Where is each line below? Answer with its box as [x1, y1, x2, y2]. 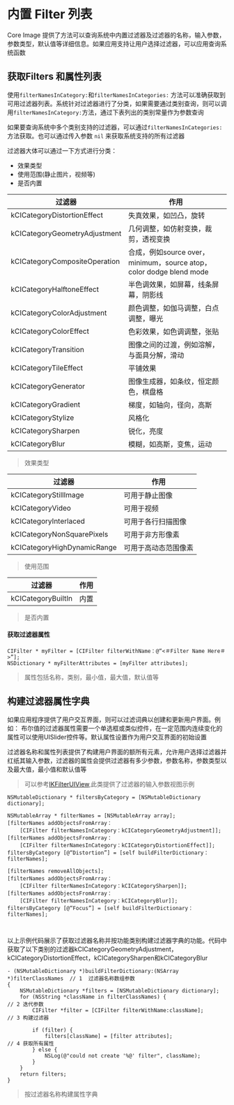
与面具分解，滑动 [128, 350, 185, 360]
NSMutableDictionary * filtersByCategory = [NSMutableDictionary [7, 793, 201, 800]
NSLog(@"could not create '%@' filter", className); [44, 1052, 201, 1059]
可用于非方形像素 [123, 529, 180, 539]
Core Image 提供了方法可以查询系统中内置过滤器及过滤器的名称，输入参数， [7, 31, 226, 39]
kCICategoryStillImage [10, 490, 85, 499]
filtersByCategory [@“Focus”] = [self [7, 905, 120, 912]
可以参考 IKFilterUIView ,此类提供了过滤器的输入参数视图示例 [24, 780, 195, 788]
